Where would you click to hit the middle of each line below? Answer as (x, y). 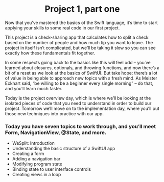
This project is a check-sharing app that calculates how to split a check (77, 37)
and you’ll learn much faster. (34, 88)
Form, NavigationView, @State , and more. (56, 132)
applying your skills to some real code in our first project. (62, 27)
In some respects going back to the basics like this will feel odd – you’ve (78, 62)
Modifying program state (37, 164)
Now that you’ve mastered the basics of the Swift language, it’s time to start (82, 23)
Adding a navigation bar (36, 159)
